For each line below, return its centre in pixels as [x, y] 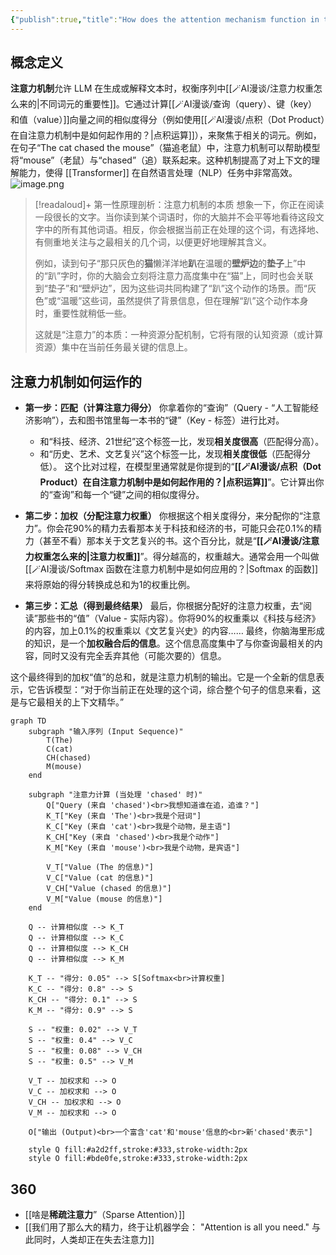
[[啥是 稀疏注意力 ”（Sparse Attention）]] [105, 1215]
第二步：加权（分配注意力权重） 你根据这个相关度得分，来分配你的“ [163, 516]
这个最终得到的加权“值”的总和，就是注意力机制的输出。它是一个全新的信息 [163, 677]
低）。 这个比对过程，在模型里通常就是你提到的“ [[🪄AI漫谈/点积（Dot [180, 467]
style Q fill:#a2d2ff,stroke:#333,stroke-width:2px [138, 1150]
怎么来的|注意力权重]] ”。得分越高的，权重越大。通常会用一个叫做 [185, 557]
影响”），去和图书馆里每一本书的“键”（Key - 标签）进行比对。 [159, 420]
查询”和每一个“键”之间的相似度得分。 [128, 495]
